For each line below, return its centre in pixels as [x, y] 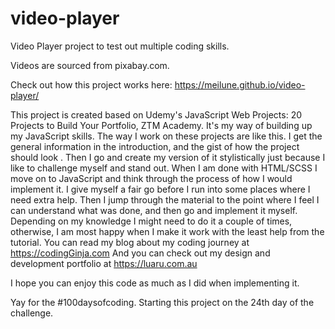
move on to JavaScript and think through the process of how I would [151, 178]
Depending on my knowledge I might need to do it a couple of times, [151, 221]
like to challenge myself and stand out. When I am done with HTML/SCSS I [164, 168]
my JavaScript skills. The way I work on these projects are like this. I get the [166, 136]
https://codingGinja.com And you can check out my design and [140, 253]
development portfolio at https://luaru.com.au [104, 263]
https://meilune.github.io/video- [240, 84]
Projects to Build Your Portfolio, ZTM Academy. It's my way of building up [161, 125]
